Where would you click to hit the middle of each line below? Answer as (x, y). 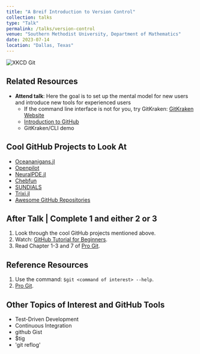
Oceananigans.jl (35, 161)
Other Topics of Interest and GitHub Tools (86, 305)
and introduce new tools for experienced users (73, 102)
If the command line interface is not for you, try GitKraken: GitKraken (109, 108)
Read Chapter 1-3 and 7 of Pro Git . (57, 246)
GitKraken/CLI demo (49, 128)
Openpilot (27, 168)
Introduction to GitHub (51, 122)
